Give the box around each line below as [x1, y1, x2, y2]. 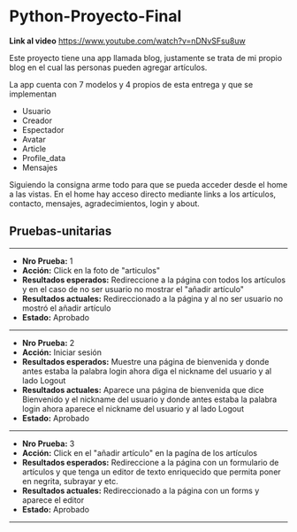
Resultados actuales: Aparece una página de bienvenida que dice [21, 384, 264, 395]
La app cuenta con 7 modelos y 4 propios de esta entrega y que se [9, 79, 254, 89]
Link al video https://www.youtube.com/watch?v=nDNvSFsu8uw [9, 35, 246, 46]
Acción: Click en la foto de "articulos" [21, 265, 161, 275]
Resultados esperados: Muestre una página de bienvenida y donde [21, 356, 270, 366]
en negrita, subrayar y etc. [21, 475, 118, 486]
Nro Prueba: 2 [21, 337, 75, 348]
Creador [21, 115, 53, 126]
